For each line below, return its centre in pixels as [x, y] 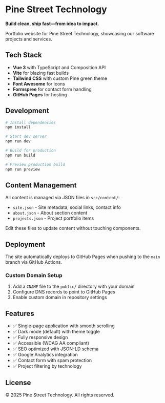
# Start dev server [26, 137]
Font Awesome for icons [39, 83]
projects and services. [29, 39]
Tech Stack [24, 55]
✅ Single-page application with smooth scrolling [64, 326]
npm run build [20, 155]
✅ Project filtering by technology [47, 366]
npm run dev [18, 141]
